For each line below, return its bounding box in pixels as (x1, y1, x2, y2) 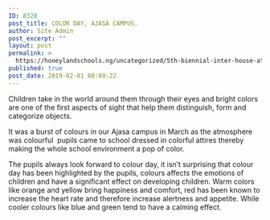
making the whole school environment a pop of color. (8, 143, 185, 153)
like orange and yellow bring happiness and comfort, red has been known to (8, 185, 260, 194)
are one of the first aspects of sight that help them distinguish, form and (8, 102, 247, 112)
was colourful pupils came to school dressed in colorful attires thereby (8, 135, 244, 145)
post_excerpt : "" (8, 34, 67, 43)
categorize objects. (8, 110, 72, 121)
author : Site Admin (8, 27, 74, 35)
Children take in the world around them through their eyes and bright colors (8, 93, 259, 103)
